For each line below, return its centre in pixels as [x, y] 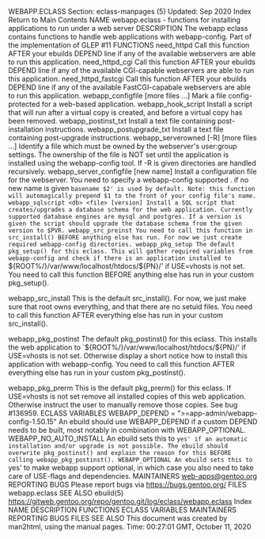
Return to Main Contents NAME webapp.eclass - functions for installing [125, 20]
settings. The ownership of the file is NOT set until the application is [119, 155]
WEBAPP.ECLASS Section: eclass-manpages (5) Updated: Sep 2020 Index [130, 11]
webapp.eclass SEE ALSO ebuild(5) [66, 493]
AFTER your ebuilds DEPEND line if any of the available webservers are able [132, 54]
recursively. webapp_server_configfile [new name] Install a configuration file [132, 171]
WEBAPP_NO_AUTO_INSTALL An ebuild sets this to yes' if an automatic [128, 438]
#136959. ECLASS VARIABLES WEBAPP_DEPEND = [92, 413]
